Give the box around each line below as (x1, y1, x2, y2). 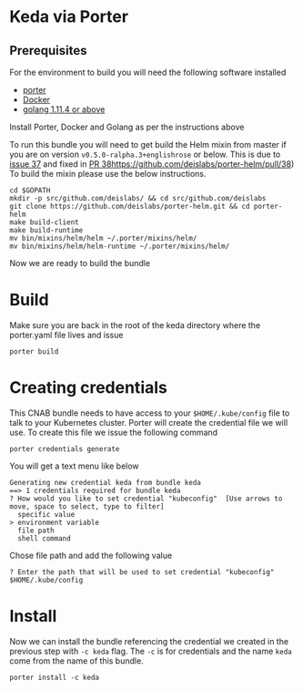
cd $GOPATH (9, 186, 51, 195)
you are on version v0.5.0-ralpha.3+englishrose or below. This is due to (9, 149, 281, 160)
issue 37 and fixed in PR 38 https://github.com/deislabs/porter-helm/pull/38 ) (9, 159, 295, 170)
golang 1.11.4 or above (22, 104, 106, 115)
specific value (17, 510, 76, 519)
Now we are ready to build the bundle (9, 258, 151, 268)
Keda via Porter (9, 6, 129, 27)
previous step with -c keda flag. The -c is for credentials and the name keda (9, 645, 293, 656)
